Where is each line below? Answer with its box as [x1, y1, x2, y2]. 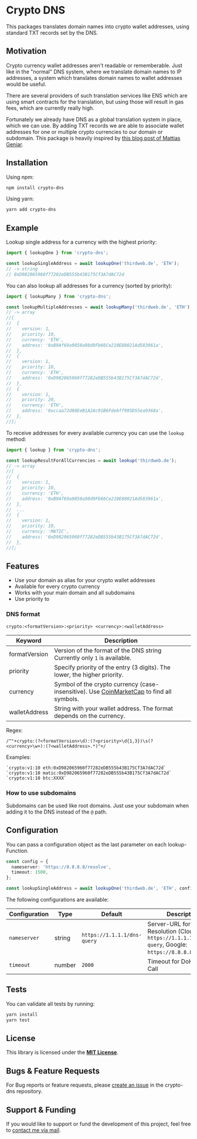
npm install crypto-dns [6, 184, 64, 191]
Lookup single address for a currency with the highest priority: [6, 238, 157, 246]
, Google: [162, 940, 188, 949]
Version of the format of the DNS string [54, 646, 162, 654]
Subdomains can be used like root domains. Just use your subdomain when [6, 802, 189, 809]
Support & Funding [6, 1105, 76, 1115]
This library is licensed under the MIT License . [6, 1049, 119, 1056]
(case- [140, 680, 159, 688]
